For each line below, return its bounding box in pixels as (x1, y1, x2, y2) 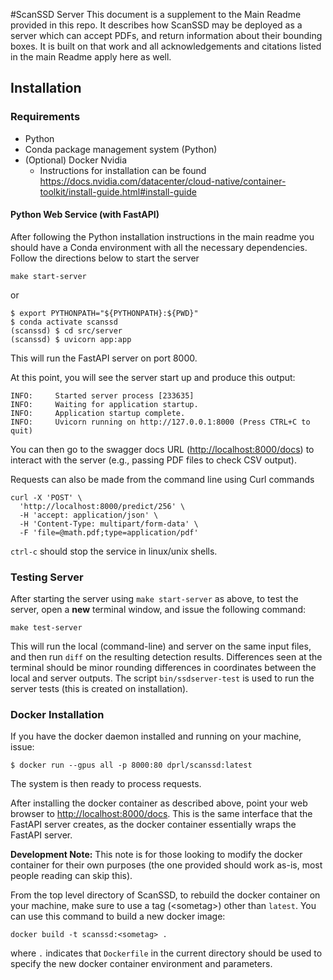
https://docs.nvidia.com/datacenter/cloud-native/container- (39, 175, 287, 187)
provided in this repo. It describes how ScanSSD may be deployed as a (10, 19, 303, 31)
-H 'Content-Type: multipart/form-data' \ (19, 519, 199, 529)
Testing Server (10, 570, 84, 584)
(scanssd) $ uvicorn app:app (10, 334, 132, 344)
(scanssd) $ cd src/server (10, 325, 123, 336)
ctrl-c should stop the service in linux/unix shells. (10, 545, 218, 557)
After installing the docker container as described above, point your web (10, 797, 308, 809)
